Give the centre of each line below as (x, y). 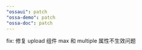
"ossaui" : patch (27, 12)
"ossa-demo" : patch (31, 17)
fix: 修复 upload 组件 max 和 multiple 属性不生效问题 (71, 41)
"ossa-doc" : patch (29, 23)
